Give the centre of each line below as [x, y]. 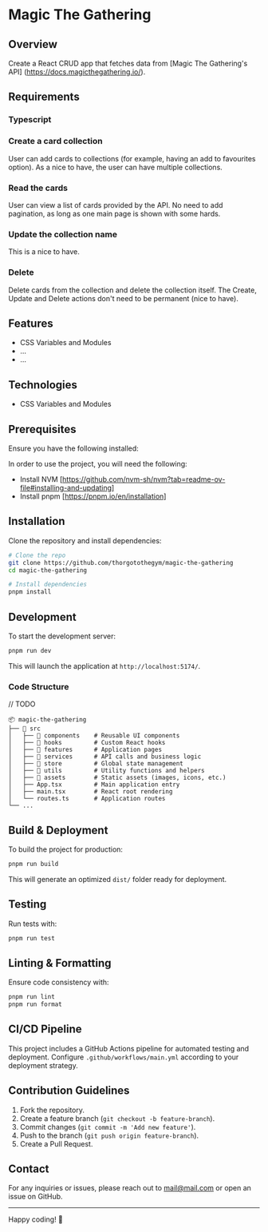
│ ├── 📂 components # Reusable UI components [94, 736]
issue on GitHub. [35, 1197]
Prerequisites [42, 429]
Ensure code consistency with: [59, 982]
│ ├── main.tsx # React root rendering [91, 792]
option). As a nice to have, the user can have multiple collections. [116, 167]
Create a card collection [55, 141]
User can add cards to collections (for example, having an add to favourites [132, 158]
